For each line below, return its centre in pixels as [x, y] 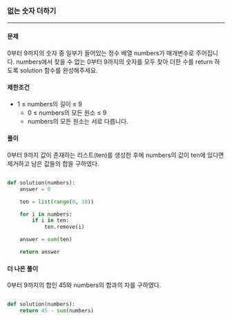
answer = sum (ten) [46, 240]
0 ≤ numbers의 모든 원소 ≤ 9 [67, 113]
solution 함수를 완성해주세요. [59, 70]
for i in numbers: [46, 214]
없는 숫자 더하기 [32, 10]
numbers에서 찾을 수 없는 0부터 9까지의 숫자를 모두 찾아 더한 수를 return [114, 62]
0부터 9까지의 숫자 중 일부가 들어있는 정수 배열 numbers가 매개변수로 [101, 53]
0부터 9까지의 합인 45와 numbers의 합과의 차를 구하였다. [84, 285]
